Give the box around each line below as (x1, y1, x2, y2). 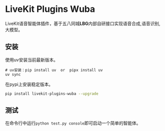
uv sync (5, 72, 21, 77)
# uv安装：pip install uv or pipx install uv (5, 67, 103, 72)
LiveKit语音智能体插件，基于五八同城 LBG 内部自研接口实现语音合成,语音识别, (5, 20, 161, 26)
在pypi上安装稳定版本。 (5, 81, 54, 87)
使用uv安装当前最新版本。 (5, 57, 58, 63)
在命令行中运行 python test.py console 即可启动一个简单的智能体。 (5, 120, 141, 126)
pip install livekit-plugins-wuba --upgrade (5, 91, 99, 96)
